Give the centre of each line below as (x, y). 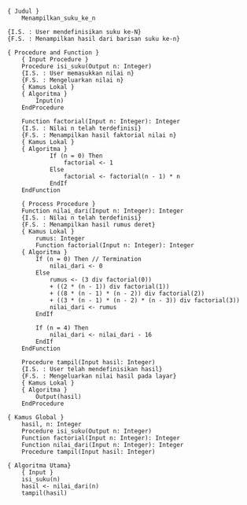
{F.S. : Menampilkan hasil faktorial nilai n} (99, 135)
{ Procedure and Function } (53, 53)
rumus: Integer (61, 238)
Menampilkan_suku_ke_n (59, 18)
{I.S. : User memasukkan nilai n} (78, 73)
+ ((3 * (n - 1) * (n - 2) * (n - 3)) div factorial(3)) (145, 300)
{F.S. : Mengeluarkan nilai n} (73, 80)
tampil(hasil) (44, 493)
